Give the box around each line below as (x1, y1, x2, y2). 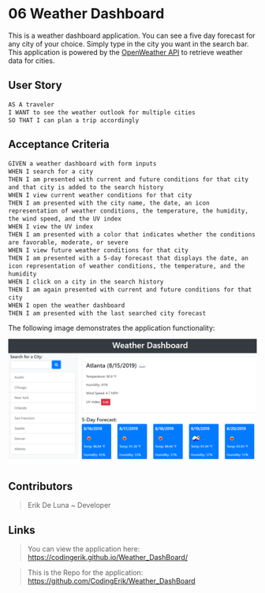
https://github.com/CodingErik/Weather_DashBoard (27, 576, 196, 586)
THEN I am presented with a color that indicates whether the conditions (8, 230, 256, 239)
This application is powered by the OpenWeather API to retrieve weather (8, 47, 243, 57)
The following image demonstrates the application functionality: (8, 323, 215, 332)
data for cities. (8, 56, 55, 65)
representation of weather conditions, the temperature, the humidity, (8, 206, 248, 215)
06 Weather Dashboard (8, 5, 165, 23)
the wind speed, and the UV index (8, 214, 122, 223)
